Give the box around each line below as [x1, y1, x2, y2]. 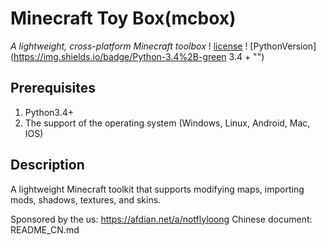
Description [10, 157, 85, 174]
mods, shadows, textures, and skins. [10, 193, 162, 206]
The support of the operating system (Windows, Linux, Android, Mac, [24, 117, 311, 129]
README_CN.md [10, 223, 80, 236]
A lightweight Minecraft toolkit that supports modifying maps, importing [10, 183, 305, 195]
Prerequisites [10, 80, 96, 97]
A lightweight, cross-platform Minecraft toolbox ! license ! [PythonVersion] [10, 40, 317, 52]
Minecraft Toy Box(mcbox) [10, 7, 237, 30]
